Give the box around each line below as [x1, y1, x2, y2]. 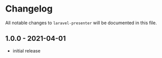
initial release [12, 47, 41, 53]
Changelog [5, 3, 53, 15]
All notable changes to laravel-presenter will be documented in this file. [5, 20, 157, 26]
